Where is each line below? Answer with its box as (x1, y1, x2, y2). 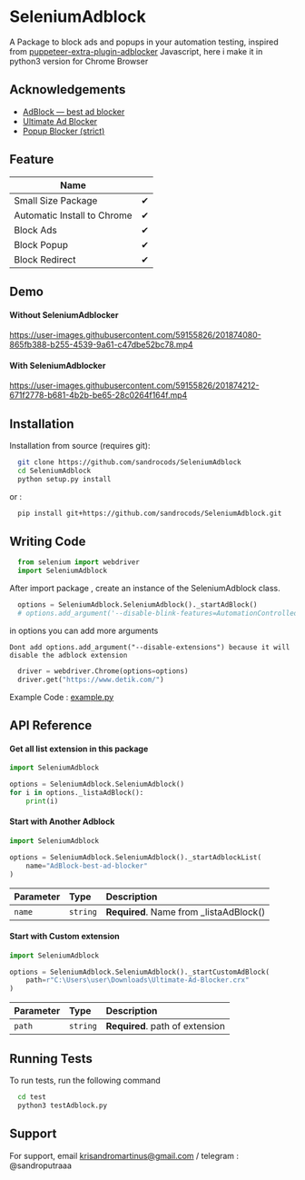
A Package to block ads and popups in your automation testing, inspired (9, 36, 279, 47)
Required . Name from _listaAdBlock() (105, 906, 266, 918)
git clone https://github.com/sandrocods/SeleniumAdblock (17, 458, 242, 467)
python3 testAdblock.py (17, 1101, 107, 1110)
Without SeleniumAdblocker (9, 309, 119, 320)
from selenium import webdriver (17, 558, 141, 567)
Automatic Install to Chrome (14, 209, 133, 222)
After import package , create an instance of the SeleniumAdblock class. (9, 583, 280, 594)
